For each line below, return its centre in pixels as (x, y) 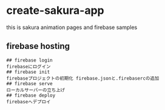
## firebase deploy (31, 95)
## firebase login (29, 60)
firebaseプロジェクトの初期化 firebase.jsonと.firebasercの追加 (83, 78)
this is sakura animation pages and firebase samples (72, 27)
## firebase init (28, 72)
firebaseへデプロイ (29, 102)
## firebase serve (29, 83)
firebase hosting (38, 46)
